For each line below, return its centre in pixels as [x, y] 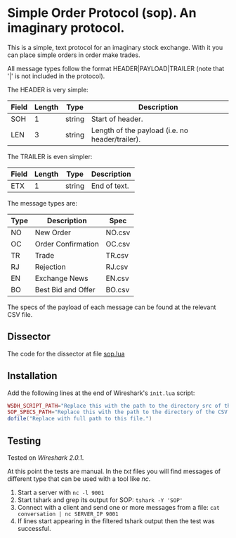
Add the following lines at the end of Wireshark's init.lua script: [101, 393]
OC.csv [118, 244]
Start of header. [117, 119]
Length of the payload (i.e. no [139, 130]
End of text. [110, 186]
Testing [24, 440]
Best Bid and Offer [65, 289]
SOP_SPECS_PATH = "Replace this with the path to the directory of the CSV [118, 412]
